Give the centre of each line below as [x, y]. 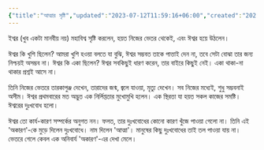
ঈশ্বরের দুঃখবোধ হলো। [33, 105]
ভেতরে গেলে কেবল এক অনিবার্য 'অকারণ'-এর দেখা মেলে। [73, 138]
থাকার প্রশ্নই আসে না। [33, 71]
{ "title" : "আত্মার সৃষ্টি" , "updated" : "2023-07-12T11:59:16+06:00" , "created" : [125, 15]
